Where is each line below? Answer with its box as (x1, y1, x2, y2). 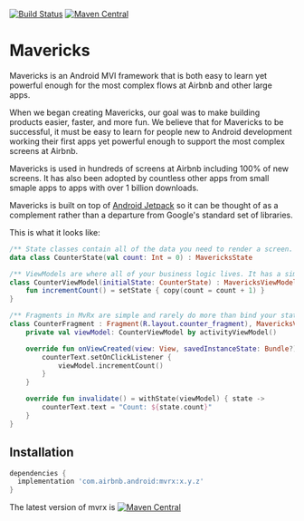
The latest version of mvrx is (9, 502, 116, 513)
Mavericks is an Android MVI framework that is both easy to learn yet (9, 70, 268, 81)
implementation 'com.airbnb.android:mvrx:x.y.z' (17, 477, 204, 487)
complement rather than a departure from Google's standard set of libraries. (9, 209, 293, 220)
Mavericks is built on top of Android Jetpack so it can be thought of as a (9, 199, 279, 210)
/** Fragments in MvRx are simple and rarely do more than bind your (9, 311, 278, 321)
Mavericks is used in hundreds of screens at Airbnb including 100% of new (9, 163, 290, 174)
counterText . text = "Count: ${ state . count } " (42, 403, 213, 412)
